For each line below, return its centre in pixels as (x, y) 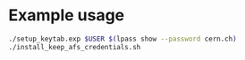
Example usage (67, 15)
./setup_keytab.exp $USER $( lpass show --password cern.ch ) (123, 39)
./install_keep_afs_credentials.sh (75, 47)
